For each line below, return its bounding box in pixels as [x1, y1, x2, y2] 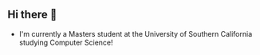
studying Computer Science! [18, 37, 113, 47]
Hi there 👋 [7, 8, 57, 22]
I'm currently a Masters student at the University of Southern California [18, 29, 253, 38]
